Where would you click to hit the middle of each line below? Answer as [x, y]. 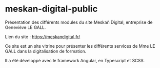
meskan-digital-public [51, 9]
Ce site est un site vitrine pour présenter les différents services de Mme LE [80, 46]
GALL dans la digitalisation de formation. [46, 51]
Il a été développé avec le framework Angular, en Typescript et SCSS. [75, 60]
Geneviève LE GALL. [26, 27]
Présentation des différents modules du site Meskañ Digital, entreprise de [79, 22]
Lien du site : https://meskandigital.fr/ [43, 37]
